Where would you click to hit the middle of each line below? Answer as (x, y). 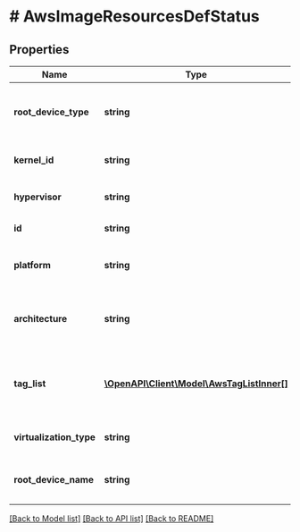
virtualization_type (55, 437)
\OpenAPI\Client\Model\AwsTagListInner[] (196, 384)
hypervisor (37, 197)
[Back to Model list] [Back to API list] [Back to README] (112, 519)
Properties (39, 50)
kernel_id (34, 160)
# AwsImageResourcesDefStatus (135, 17)
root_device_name (54, 480)
